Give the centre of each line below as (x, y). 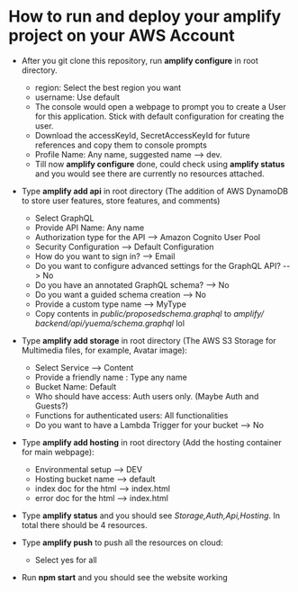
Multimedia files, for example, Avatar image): (104, 350)
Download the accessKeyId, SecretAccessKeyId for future (142, 135)
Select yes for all (66, 560)
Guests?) (51, 406)
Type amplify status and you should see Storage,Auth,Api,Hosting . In (151, 516)
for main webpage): (58, 452)
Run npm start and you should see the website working (125, 577)
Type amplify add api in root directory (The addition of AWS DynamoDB (155, 191)
